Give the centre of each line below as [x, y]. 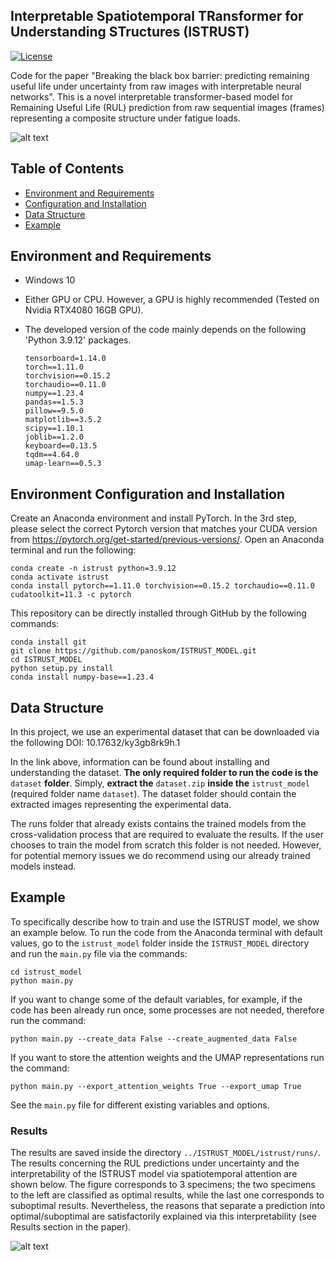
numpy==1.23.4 [54, 394]
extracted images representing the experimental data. [121, 805]
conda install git [48, 642]
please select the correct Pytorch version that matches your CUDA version [164, 529]
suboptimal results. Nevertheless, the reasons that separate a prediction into [168, 1206]
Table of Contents [67, 169]
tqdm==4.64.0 [52, 455]
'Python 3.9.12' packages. [78, 340]
